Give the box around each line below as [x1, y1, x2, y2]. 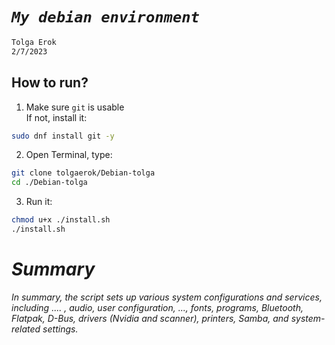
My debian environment [11, 8, 200, 27]
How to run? [11, 74, 89, 92]
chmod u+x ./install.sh [11, 215, 111, 225]
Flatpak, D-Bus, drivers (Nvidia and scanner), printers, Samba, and [11, 312, 289, 324]
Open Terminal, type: [25, 149, 113, 161]
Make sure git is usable [25, 101, 125, 113]
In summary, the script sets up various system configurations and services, [11, 291, 323, 303]
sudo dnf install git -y [11, 131, 115, 141]
